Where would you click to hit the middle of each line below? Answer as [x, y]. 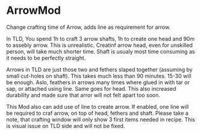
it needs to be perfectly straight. [46, 58]
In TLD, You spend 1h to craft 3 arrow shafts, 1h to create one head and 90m [100, 38]
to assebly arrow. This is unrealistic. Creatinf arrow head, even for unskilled [100, 45]
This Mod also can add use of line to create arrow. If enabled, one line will [97, 106]
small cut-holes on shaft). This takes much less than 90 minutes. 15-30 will [99, 76]
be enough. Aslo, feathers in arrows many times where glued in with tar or [98, 82]
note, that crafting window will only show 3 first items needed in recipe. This [101, 119]
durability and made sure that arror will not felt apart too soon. [83, 95]
